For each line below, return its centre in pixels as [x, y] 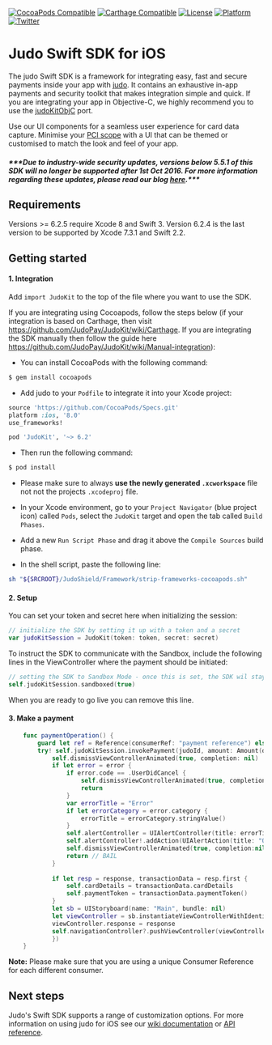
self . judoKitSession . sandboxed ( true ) [72, 684]
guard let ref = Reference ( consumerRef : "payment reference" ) [144, 743]
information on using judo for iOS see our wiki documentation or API [122, 1024]
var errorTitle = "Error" [110, 803]
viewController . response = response [113, 924]
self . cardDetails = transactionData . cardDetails [149, 886]
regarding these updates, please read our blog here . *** [104, 179]
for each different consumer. [56, 971]
